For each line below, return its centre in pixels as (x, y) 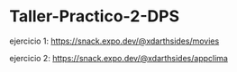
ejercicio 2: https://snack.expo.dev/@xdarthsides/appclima (118, 58)
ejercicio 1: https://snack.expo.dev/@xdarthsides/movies (114, 41)
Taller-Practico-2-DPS (95, 16)
